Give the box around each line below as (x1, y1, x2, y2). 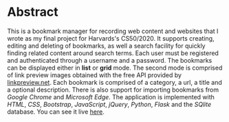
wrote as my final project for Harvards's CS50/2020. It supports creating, (7, 34, 215, 42)
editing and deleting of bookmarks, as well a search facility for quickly (7, 41, 206, 50)
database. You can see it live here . (7, 108, 105, 116)
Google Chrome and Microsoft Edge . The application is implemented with (7, 92, 215, 101)
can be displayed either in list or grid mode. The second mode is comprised (7, 63, 223, 72)
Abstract (7, 4, 58, 20)
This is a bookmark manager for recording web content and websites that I (7, 27, 219, 35)
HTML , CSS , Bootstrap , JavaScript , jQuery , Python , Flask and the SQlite (7, 100, 212, 108)
